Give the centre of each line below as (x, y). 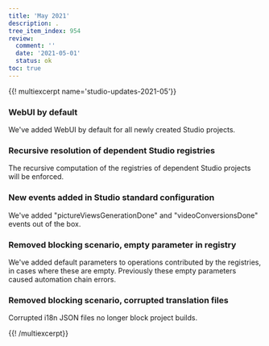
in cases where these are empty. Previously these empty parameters (122, 270)
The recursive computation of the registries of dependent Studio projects (130, 168)
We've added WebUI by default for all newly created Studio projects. (122, 130)
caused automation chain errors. (62, 279)
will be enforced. (36, 177)
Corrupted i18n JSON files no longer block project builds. (103, 318)
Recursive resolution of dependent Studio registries (112, 150)
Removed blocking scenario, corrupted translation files (118, 300)
